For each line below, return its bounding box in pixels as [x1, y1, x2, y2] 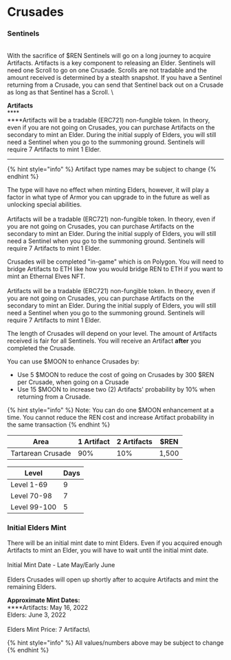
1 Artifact [78, 437, 110, 447]
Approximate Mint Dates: [7, 596, 80, 604]
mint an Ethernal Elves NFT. [7, 273, 86, 281]
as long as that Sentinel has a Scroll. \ [7, 88, 113, 96]
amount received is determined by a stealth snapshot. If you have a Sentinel [7, 74, 222, 82]
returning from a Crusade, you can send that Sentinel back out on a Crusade [7, 81, 224, 89]
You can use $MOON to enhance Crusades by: [7, 357, 140, 365]
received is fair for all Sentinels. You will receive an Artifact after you [7, 337, 201, 345]
